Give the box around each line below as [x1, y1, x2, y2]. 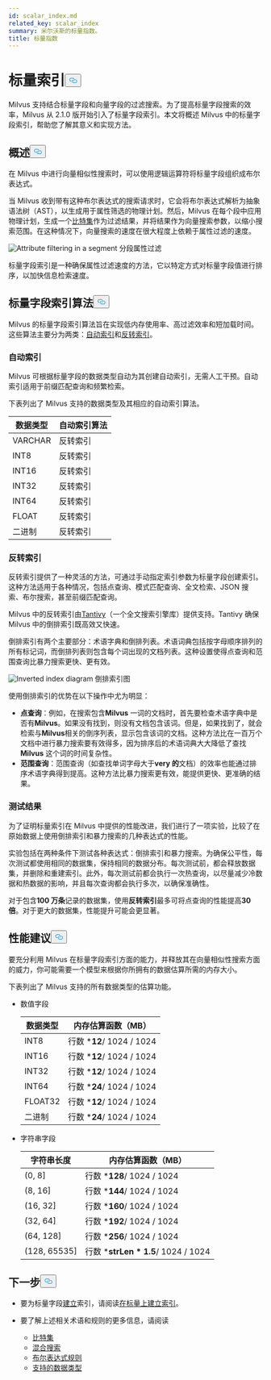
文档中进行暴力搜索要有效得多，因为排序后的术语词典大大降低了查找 [19, 739, 247, 748]
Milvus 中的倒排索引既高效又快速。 [8, 619, 124, 629]
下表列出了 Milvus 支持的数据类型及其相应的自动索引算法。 [8, 398, 204, 408]
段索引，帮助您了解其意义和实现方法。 [8, 120, 135, 130]
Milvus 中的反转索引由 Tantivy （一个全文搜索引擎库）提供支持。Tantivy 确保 [8, 610, 260, 619]
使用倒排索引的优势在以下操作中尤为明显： [8, 691, 150, 701]
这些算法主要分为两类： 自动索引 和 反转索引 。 [8, 329, 157, 339]
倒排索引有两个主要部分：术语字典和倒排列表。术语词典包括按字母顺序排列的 [8, 636, 263, 646]
